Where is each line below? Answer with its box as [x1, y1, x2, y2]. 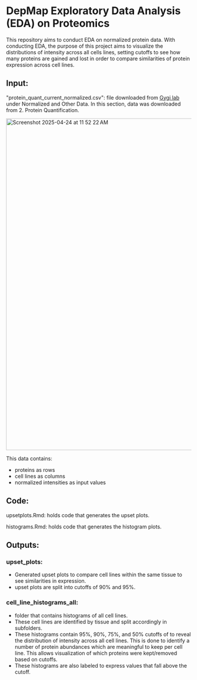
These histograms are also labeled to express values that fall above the [14, 662, 187, 669]
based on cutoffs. [14, 656, 58, 663]
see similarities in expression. [14, 577, 86, 584]
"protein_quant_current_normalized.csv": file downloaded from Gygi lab [6, 94, 180, 101]
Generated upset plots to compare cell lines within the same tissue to [14, 571, 182, 579]
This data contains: [6, 455, 53, 462]
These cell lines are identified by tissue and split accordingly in [14, 618, 167, 625]
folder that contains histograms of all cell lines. [14, 612, 128, 619]
